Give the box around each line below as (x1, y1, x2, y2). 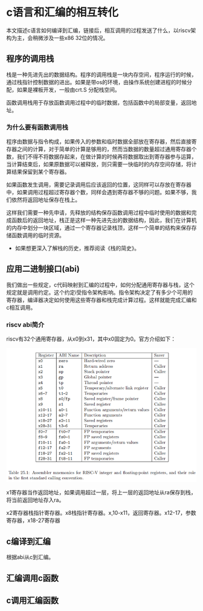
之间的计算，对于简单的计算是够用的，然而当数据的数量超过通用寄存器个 (16, 146, 197, 153)
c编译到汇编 (6, 536, 51, 546)
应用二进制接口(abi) (6, 264, 80, 274)
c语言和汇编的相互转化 (6, 5, 119, 19)
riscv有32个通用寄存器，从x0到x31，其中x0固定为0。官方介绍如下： (6, 335, 176, 342)
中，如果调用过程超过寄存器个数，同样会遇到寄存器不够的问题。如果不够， (6, 189, 192, 196)
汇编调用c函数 (6, 573, 59, 583)
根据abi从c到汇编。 (6, 554, 54, 561)
